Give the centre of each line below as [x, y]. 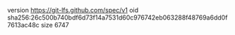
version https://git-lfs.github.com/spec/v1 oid [73, 10]
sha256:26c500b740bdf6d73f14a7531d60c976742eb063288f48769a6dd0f [117, 17]
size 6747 [55, 25]
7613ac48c [24, 25]
